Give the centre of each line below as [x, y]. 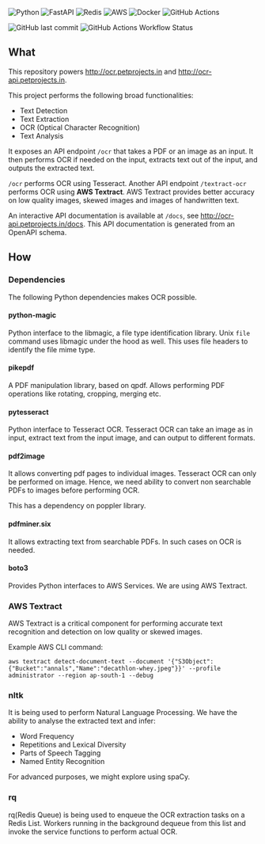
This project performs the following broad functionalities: [101, 95]
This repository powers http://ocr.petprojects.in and [92, 71]
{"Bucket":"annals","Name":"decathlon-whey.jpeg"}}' [97, 669]
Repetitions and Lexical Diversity [73, 745]
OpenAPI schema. [38, 232]
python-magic [32, 315]
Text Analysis [42, 135]
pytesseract [28, 412]
